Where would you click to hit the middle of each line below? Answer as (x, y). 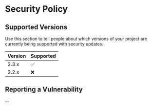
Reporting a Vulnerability (44, 90)
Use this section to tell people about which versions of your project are (76, 39)
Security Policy (37, 9)
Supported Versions (36, 27)
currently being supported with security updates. (54, 44)
